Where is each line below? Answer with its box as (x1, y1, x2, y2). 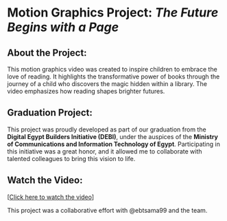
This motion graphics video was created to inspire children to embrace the (7, 65, 217, 73)
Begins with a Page (7, 19, 119, 35)
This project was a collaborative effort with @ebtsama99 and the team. (7, 206, 208, 214)
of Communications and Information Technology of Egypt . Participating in (7, 140, 221, 148)
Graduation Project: (7, 107, 93, 118)
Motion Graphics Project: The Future (7, 5, 219, 21)
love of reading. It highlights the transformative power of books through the (7, 72, 220, 81)
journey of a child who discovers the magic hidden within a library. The (7, 80, 208, 87)
